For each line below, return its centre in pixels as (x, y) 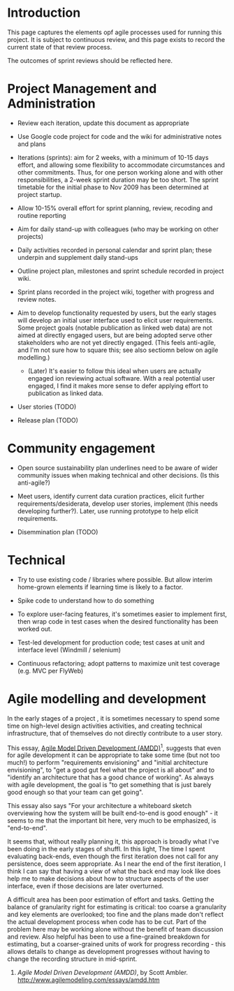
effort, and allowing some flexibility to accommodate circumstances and (121, 165)
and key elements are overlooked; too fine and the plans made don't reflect (116, 915)
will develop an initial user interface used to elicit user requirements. (116, 320)
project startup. (39, 194)
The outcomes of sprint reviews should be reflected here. (90, 60)
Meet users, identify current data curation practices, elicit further (111, 496)
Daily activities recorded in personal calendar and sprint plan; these (115, 250)
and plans (31, 144)
